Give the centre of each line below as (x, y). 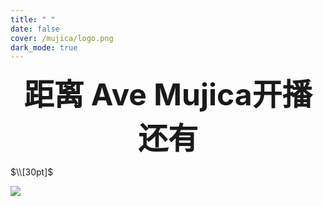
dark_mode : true (44, 47)
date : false (35, 29)
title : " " (33, 19)
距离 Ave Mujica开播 (168, 95)
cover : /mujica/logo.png (62, 38)
